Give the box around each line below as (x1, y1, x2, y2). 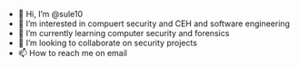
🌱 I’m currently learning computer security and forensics (17, 28, 230, 38)
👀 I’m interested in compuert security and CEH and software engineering (17, 18, 291, 29)
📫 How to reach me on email (17, 48, 127, 58)
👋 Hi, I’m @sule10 (17, 9, 84, 19)
